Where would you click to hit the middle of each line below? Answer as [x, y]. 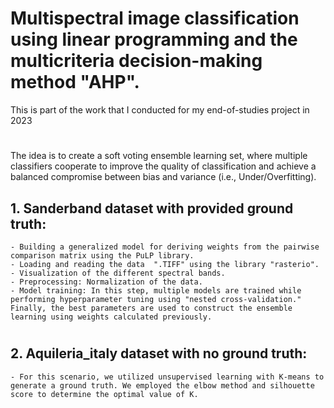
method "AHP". [75, 82]
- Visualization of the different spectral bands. [118, 273]
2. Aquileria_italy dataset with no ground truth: [159, 353]
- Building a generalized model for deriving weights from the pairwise [165, 247]
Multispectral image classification [155, 18]
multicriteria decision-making [136, 61]
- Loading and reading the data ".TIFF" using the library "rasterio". [165, 264]
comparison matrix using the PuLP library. [102, 255]
